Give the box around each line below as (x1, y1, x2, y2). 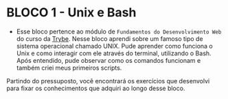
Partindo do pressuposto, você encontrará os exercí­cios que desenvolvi (6, 76, 210, 85)
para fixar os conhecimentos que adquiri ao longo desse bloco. (6, 84, 185, 92)
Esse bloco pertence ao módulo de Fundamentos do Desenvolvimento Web (16, 27, 222, 36)
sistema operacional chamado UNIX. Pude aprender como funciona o (16, 42, 214, 50)
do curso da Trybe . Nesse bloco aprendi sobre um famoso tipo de (16, 34, 203, 42)
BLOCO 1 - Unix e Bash (6, 5, 137, 20)
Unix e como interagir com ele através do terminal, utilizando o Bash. (16, 49, 212, 57)
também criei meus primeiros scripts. (16, 63, 122, 72)
